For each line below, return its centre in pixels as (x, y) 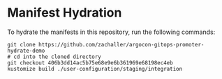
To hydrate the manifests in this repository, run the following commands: (111, 32)
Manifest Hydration (65, 13)
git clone (22, 44)
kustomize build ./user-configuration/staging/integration (95, 69)
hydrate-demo (26, 51)
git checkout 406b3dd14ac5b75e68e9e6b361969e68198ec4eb (90, 63)
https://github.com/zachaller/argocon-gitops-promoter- (121, 44)
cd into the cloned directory (57, 57)
